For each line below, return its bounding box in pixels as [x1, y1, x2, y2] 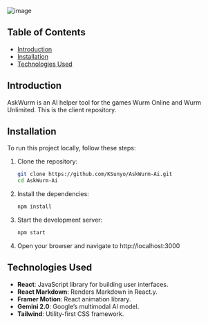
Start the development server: [17, 216, 103, 225]
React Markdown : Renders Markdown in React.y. [17, 288, 158, 296]
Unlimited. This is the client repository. [7, 105, 117, 114]
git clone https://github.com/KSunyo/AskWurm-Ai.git [17, 170, 173, 178]
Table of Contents [7, 26, 86, 38]
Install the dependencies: [17, 190, 90, 198]
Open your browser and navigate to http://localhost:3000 [17, 241, 180, 249]
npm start [17, 229, 46, 236]
